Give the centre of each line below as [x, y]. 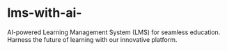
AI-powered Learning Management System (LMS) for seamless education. [114, 32]
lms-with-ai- [45, 13]
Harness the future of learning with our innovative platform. [92, 39]
